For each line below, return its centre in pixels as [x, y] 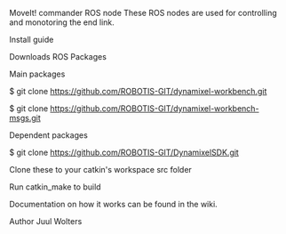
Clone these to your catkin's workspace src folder [101, 169]
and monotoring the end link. [62, 22]
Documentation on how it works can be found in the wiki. [113, 204]
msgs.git [25, 118]
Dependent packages [49, 135]
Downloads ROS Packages [58, 56]
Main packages [37, 74]
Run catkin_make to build [55, 187]
